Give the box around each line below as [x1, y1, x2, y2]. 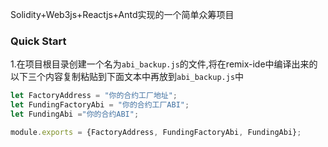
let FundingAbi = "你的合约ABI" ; [10, 109, 140, 120]
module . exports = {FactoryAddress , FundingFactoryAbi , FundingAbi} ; [10, 127, 302, 137]
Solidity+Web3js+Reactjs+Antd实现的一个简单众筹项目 [10, 9, 235, 20]
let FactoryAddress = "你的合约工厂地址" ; [10, 91, 178, 101]
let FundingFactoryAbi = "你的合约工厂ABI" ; [10, 100, 190, 110]
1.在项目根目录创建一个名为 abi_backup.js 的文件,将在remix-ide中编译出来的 [10, 58, 318, 70]
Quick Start [10, 34, 67, 48]
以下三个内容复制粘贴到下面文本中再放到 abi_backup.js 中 [10, 71, 245, 83]
